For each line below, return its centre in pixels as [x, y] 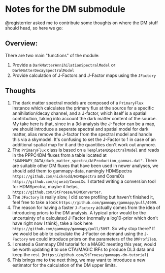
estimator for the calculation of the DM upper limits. [65, 265]
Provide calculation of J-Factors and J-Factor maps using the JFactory [84, 75]
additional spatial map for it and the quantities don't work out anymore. [84, 144]
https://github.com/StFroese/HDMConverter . [57, 192]
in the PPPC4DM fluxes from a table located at [59, 155]
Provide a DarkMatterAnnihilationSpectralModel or [64, 65]
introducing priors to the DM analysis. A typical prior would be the [79, 212]
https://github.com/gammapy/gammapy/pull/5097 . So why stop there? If [83, 228]
